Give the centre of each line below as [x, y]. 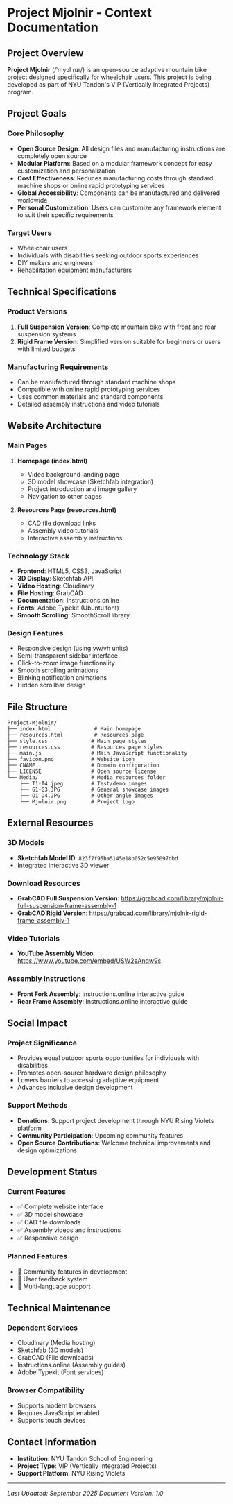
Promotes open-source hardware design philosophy [92, 1073]
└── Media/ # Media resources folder [87, 778]
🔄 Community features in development [72, 1272]
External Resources [50, 823]
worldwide [32, 200]
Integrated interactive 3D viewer [63, 865]
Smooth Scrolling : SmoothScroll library [74, 615]
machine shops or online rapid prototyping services [91, 185]
